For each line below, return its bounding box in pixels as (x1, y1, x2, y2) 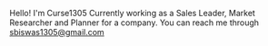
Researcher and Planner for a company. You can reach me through (9, 17, 260, 28)
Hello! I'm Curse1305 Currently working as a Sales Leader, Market (9, 8, 256, 18)
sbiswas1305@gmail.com (9, 27, 104, 37)
